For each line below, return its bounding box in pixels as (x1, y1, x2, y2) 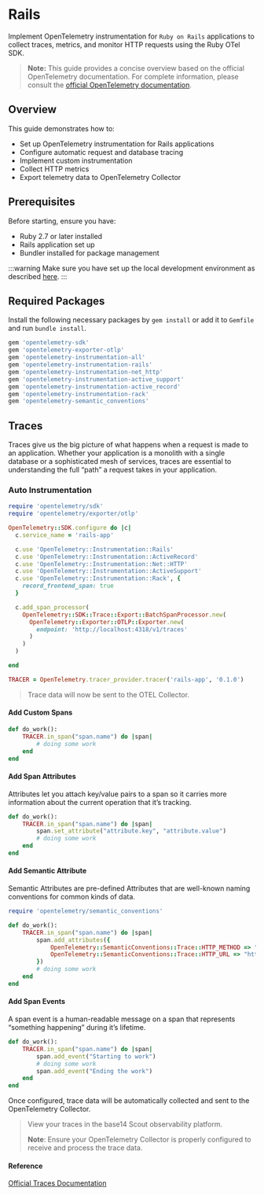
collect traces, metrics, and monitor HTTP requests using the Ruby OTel (8, 39, 240, 49)
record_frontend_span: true (22, 582, 114, 590)
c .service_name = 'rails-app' (15, 531, 114, 539)
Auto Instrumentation (8, 484, 92, 495)
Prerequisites (8, 195, 75, 209)
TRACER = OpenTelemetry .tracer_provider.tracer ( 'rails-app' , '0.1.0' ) (8, 675, 244, 683)
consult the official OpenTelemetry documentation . (27, 80, 192, 90)
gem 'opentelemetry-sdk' (8, 339, 90, 347)
